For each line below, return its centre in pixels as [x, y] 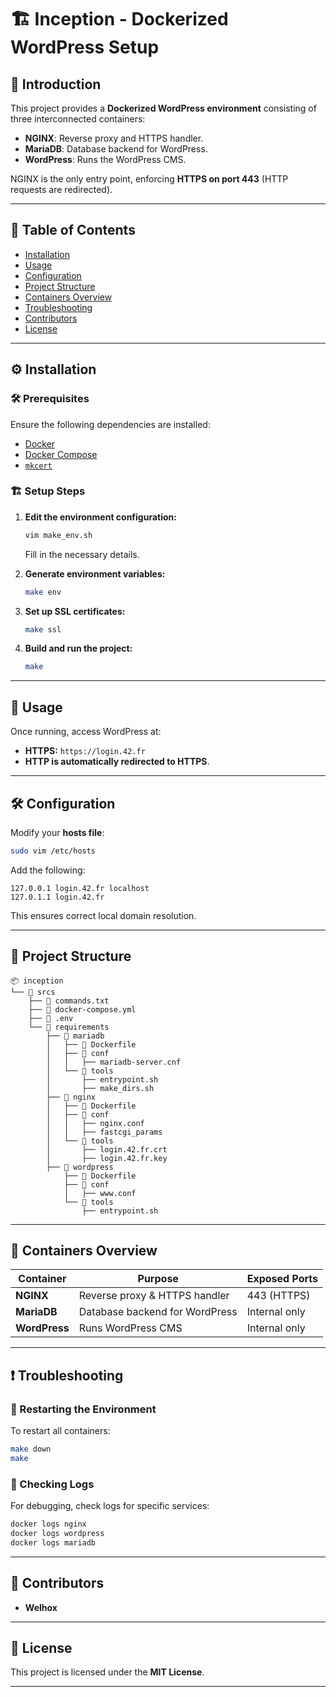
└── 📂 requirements [69, 1027]
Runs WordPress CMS [130, 1328]
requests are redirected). [61, 189]
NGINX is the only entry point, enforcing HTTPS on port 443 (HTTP [149, 179]
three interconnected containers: [78, 119]
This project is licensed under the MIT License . [107, 1672]
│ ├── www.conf [100, 1193]
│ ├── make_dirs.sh [100, 1088]
